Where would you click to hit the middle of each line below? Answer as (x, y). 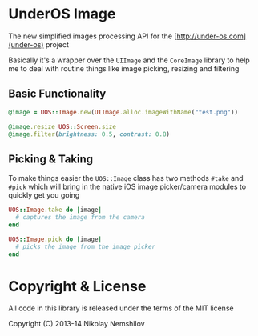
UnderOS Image (62, 14)
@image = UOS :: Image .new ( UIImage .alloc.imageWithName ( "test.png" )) (123, 112)
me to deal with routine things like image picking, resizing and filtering (124, 68)
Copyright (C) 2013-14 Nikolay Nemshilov (77, 324)
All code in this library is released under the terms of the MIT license (121, 308)
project (57, 44)
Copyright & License (77, 286)
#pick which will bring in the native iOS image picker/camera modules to (127, 187)
